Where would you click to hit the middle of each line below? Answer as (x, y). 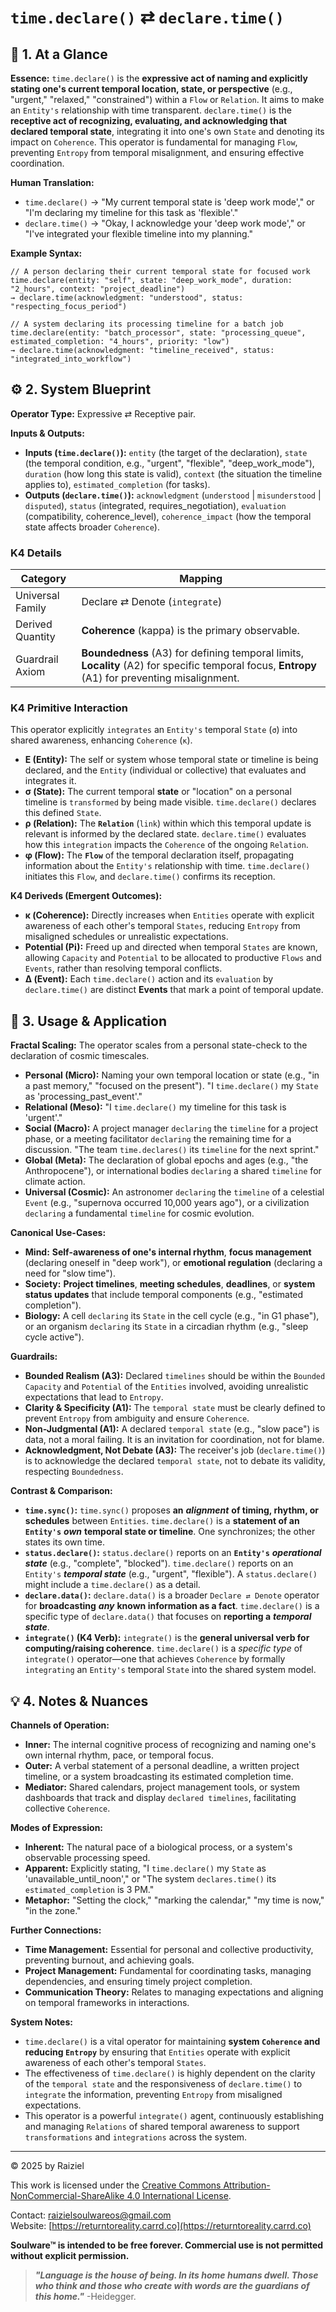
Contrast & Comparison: (61, 1491)
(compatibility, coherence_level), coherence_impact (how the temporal (168, 516)
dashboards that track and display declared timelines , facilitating (160, 1798)
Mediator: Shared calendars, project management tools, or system (162, 1787)
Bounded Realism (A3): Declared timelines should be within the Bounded (175, 1376)
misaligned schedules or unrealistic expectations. (126, 937)
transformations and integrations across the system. (136, 2137)
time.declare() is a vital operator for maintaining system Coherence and (172, 2042)
